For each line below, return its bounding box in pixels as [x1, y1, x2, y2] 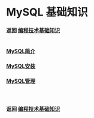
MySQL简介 [6, 48, 36, 55]
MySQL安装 [6, 62, 36, 69]
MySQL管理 [6, 77, 36, 84]
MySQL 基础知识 [6, 5, 88, 19]
